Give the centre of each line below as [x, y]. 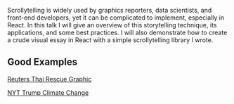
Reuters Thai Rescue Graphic [50, 79]
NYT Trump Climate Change [48, 92]
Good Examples [43, 62]
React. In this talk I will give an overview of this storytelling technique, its [112, 25]
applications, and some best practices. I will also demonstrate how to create [117, 32]
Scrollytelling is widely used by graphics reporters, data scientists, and [110, 10]
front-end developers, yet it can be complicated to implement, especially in [116, 18]
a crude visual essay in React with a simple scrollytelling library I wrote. [110, 40]
